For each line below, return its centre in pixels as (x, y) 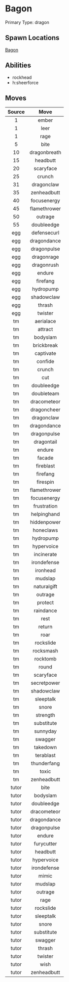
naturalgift (46, 587)
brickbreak (45, 345)
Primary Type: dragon (27, 22)
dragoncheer (45, 410)
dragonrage (45, 257)
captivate (45, 353)
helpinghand (45, 514)
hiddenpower (45, 522)
